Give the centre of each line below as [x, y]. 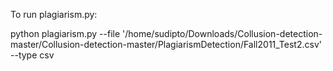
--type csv [32, 55]
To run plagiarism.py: [54, 14]
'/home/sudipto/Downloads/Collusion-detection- [222, 33]
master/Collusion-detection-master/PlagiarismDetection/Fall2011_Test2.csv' [166, 44]
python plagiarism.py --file [65, 33]
